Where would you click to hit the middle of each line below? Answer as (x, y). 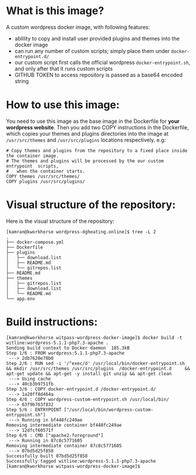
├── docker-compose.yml (35, 242)
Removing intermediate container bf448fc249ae (64, 425)
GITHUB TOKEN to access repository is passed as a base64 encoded (99, 75)
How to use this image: (63, 105)
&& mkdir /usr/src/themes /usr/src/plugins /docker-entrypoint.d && (98, 369)
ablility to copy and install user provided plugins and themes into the (97, 38)
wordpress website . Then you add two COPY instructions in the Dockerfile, (97, 127)
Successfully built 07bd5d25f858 (47, 456)
